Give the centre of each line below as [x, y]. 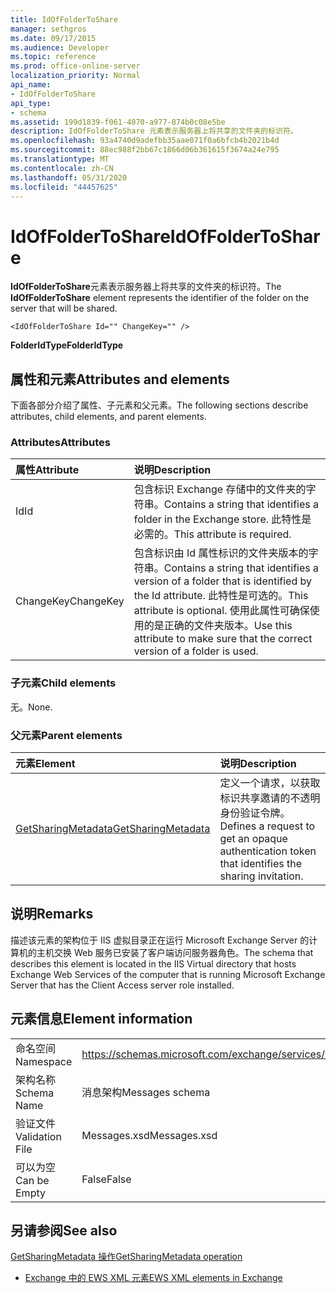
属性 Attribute [47, 470]
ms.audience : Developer [60, 47]
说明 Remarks [52, 914]
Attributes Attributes [60, 443]
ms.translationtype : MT [60, 159]
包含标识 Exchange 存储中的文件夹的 [220, 489]
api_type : [31, 103]
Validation [38, 1136]
